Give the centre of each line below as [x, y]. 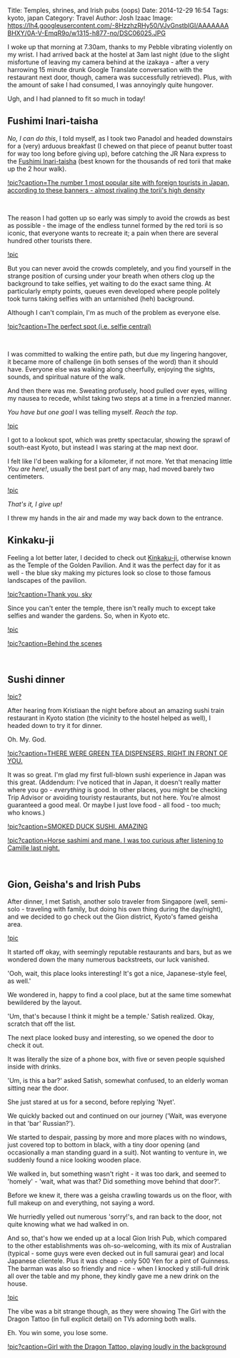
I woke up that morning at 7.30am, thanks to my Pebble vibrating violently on [120, 47]
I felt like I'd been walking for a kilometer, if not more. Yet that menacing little [120, 461]
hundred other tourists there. [50, 240]
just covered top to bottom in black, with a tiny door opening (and [104, 1145]
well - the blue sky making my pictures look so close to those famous [109, 573]
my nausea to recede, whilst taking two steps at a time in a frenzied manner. [120, 398]
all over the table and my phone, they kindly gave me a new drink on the [113, 1276]
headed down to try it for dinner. [55, 726]
